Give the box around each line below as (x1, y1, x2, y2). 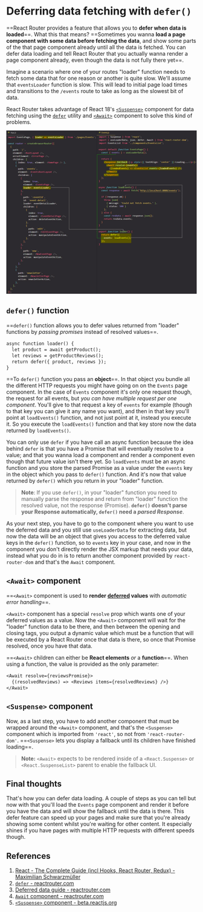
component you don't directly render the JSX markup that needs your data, (6, 546, 193, 553)
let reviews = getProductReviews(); (11, 353, 104, 359)
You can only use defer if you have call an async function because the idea (6, 438, 194, 446)
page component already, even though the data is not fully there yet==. (6, 56, 184, 64)
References (6, 851, 51, 861)
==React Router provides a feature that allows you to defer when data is (6, 24, 187, 31)
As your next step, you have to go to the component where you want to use (6, 520, 194, 527)
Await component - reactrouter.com (14, 893, 104, 900)
